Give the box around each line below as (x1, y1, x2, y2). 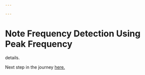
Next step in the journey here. (5, 64, 65, 70)
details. (5, 54, 20, 60)
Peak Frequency (5, 38, 72, 50)
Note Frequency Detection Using (5, 28, 141, 39)
